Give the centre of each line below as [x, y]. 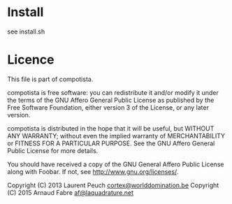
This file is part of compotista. [50, 79]
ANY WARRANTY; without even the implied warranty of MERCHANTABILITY [116, 136]
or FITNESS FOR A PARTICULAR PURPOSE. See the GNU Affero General [111, 143]
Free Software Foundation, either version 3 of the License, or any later [108, 107]
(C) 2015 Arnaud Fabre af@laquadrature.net [71, 192]
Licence [31, 60]
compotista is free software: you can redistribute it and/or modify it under [113, 92]
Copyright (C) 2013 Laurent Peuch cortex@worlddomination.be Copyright [113, 185]
